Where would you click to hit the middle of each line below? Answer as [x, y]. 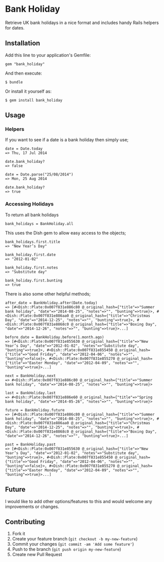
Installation [23, 43]
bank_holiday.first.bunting [34, 281]
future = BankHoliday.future [35, 410]
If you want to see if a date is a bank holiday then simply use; [67, 140]
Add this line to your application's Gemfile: [48, 55]
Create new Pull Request [37, 555]
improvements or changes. [32, 507]
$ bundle [14, 82]
